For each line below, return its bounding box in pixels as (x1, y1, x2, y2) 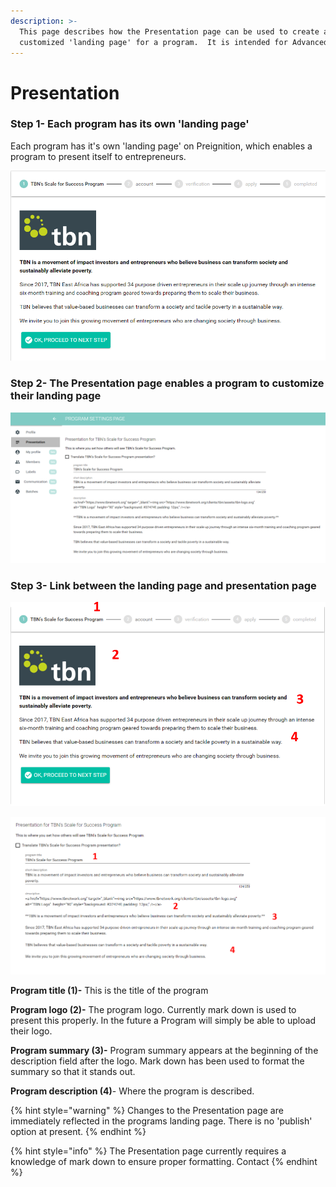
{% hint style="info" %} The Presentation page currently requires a (10, 1145, 287, 1157)
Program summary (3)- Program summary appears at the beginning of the (10, 1044, 319, 1056)
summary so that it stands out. (10, 1065, 136, 1077)
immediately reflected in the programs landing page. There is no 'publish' (10, 1115, 313, 1127)
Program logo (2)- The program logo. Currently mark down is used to (10, 1003, 297, 1015)
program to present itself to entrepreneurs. (10, 150, 187, 162)
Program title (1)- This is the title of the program (10, 984, 209, 996)
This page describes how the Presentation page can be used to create (19, 26, 320, 37)
